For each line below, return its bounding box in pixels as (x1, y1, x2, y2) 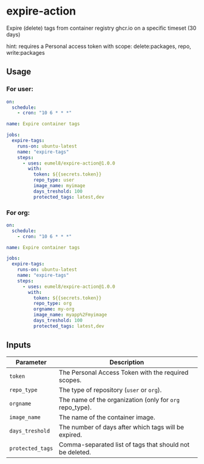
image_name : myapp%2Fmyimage (33, 312, 107, 318)
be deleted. (58, 448, 91, 456)
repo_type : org (33, 301, 72, 307)
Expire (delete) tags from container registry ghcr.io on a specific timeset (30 (6, 24, 197, 32)
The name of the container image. (58, 413, 155, 421)
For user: (6, 85, 33, 94)
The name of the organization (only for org (58, 395, 180, 404)
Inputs (6, 340, 32, 350)
